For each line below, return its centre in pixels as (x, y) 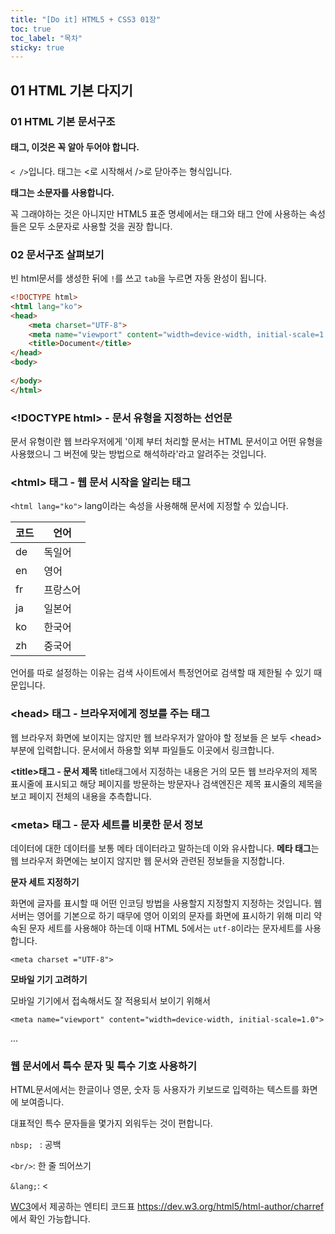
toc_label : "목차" (46, 38)
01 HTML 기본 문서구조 (63, 121)
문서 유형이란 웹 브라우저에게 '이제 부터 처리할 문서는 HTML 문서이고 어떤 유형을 (166, 441)
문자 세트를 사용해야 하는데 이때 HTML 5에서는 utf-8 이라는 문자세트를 (165, 928)
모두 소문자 (50, 226)
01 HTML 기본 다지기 (71, 90)
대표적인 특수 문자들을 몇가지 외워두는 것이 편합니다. (111, 1123)
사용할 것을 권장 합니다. (127, 226)
